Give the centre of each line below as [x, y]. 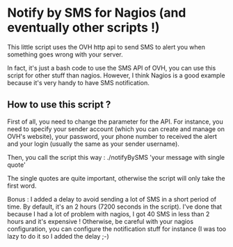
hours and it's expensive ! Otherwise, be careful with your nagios [100, 221]
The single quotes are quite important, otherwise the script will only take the [116, 178]
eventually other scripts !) [83, 28]
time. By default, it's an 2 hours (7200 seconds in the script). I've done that [115, 207]
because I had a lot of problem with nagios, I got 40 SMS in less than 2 [109, 214]
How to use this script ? [59, 105]
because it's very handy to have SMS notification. [78, 82]
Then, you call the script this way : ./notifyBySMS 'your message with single [116, 157]
